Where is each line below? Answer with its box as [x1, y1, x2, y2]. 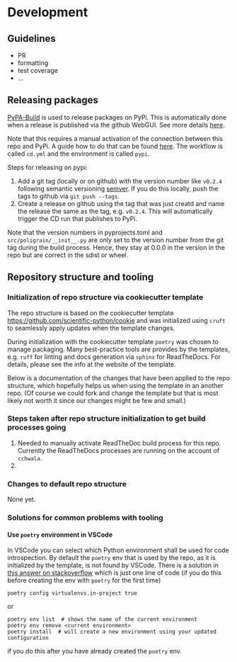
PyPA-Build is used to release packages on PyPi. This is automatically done [7, 113, 227, 121]
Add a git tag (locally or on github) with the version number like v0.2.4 [17, 176, 223, 185]
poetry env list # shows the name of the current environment [7, 616, 198, 623]
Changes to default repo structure [7, 479, 127, 489]
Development [7, 4, 88, 21]
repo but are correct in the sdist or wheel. [7, 251, 129, 259]
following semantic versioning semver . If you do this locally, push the [17, 184, 219, 193]
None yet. [7, 495, 36, 503]
